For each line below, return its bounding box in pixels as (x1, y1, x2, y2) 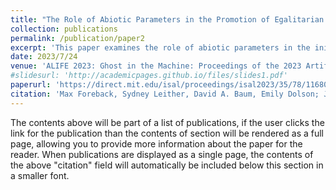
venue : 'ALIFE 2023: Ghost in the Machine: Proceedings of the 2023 (10, 61, 302, 71)
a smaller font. (10, 169, 70, 181)
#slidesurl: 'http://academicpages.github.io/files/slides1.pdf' (10, 71, 288, 81)
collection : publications (10, 24, 118, 34)
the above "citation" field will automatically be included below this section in (10, 159, 324, 171)
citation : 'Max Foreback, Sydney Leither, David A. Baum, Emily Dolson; (10, 89, 320, 99)
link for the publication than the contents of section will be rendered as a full (10, 127, 324, 139)
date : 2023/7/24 (10, 52, 78, 62)
